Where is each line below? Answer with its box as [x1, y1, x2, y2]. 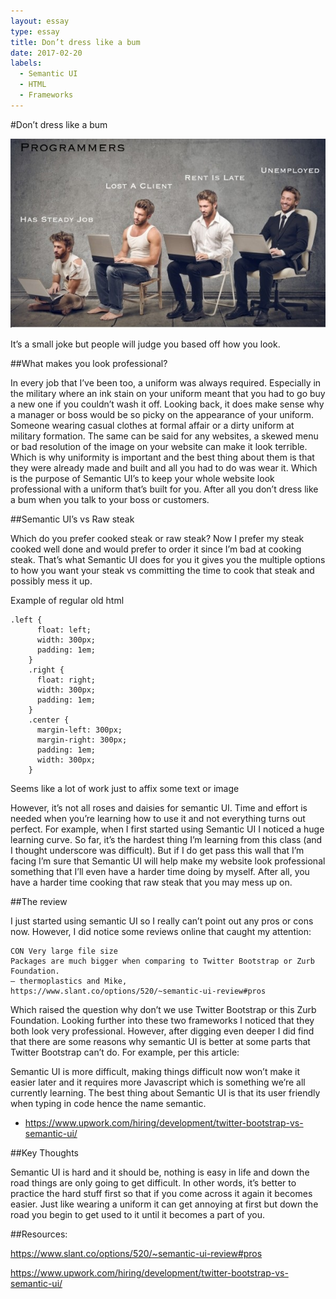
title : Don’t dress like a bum [10, 37, 141, 47]
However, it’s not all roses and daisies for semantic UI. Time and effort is [10, 801, 308, 814]
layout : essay [10, 16, 70, 26]
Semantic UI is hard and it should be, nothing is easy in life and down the [10, 1166, 310, 1178]
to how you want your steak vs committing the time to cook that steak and [10, 564, 315, 576]
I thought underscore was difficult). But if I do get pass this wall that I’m [10, 844, 305, 856]
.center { [28, 715, 70, 725]
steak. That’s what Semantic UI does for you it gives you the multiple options [10, 553, 326, 565]
